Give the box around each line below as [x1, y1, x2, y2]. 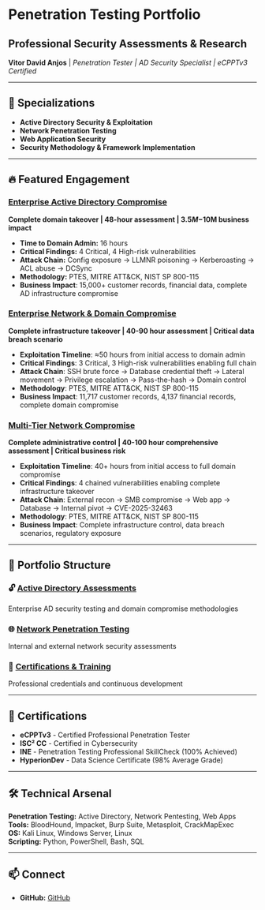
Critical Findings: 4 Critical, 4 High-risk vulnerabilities [19, 246, 196, 256]
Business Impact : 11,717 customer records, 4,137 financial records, [19, 391, 237, 401]
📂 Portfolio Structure [8, 559, 111, 572]
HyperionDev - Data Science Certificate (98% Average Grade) [19, 755, 223, 765]
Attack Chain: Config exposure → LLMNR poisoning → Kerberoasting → [19, 255, 255, 264]
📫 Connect [8, 868, 65, 882]
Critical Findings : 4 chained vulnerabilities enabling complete [19, 478, 221, 488]
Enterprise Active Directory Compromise [8, 197, 168, 208]
